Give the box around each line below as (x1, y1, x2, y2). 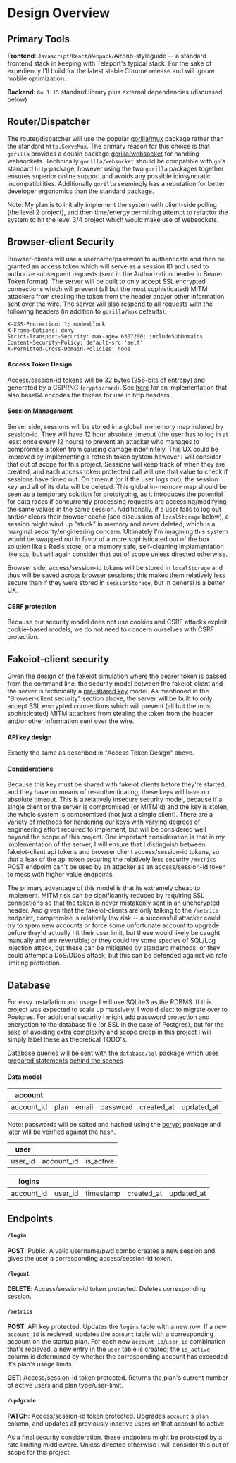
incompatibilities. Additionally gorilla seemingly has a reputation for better (7, 179, 225, 187)
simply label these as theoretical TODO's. (7, 1035, 128, 1044)
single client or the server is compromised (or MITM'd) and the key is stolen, (7, 803, 229, 811)
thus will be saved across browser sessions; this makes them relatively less (7, 571, 226, 579)
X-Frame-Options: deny (7, 326, 74, 334)
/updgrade (7, 1397, 37, 1405)
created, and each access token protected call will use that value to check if (7, 467, 228, 476)
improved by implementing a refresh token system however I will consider (7, 452, 222, 461)
